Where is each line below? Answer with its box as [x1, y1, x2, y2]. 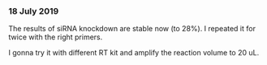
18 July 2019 [8, 6, 59, 17]
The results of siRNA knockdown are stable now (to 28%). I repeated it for [8, 24, 256, 34]
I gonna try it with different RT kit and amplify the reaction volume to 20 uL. [8, 48, 260, 58]
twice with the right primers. [8, 32, 103, 42]
